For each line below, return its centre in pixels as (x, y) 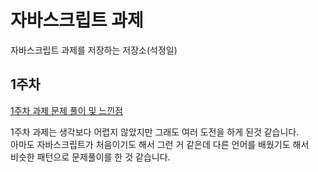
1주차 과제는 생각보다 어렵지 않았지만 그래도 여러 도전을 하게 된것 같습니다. (155, 132)
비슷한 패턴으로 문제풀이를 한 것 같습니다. (90, 157)
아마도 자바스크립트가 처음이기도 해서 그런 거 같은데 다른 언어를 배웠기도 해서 (160, 144)
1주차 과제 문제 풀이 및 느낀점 (66, 110)
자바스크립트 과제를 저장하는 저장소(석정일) (94, 50)
